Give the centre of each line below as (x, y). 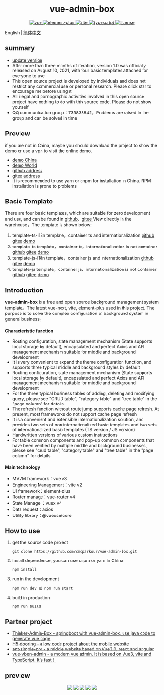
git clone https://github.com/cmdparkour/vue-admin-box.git (74, 552)
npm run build (26, 607)
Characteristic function (29, 331)
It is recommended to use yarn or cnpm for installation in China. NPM (82, 181)
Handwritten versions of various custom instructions (65, 435)
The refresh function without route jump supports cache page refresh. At (85, 409)
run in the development (35, 579)
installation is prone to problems (44, 186)
